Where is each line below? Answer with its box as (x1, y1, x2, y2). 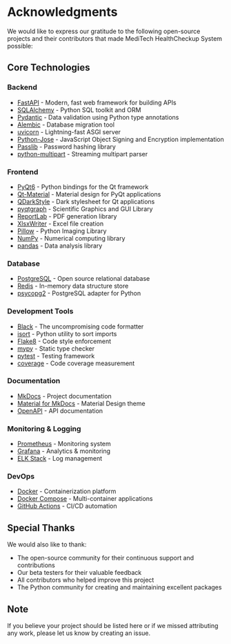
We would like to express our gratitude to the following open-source (7, 27, 201, 35)
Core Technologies (7, 62, 91, 73)
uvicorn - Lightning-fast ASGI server (17, 127, 121, 136)
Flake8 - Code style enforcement (17, 337, 112, 345)
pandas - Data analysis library (17, 241, 103, 250)
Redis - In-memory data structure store (17, 282, 129, 291)
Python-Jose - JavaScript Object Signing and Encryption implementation (17, 135, 224, 143)
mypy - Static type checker (17, 344, 95, 353)
